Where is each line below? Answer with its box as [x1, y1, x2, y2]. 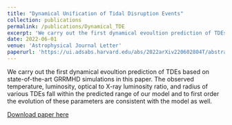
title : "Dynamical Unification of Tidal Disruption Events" [7, 10, 184, 17]
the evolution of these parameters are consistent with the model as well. [7, 97, 213, 105]
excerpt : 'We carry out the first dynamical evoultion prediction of [7, 29, 212, 37]
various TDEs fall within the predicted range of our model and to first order [7, 89, 220, 97]
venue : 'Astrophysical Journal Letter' [7, 42, 122, 49]
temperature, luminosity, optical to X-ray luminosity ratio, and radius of [7, 82, 209, 90]
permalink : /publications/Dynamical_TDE [7, 23, 126, 30]
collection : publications [7, 17, 81, 23]
